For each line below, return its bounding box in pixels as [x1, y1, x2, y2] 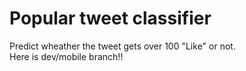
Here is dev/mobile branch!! [9, 50, 124, 62]
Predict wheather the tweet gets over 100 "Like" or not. [9, 40, 236, 52]
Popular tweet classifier [9, 7, 212, 30]
